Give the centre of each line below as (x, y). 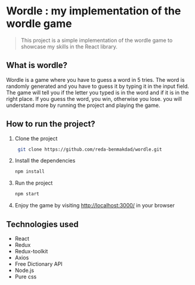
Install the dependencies (45, 161)
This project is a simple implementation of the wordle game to (97, 40)
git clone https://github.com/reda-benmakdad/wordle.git (90, 149)
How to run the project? (51, 124)
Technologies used (42, 224)
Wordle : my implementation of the (94, 11)
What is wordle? (37, 65)
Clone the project (36, 138)
